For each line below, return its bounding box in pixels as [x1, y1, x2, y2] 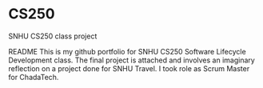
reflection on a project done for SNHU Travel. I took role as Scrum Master [8, 63, 250, 73]
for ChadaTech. [8, 72, 59, 82]
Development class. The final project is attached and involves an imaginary [8, 55, 256, 65]
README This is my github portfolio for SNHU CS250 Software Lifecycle [8, 46, 246, 56]
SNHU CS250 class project [8, 31, 98, 41]
